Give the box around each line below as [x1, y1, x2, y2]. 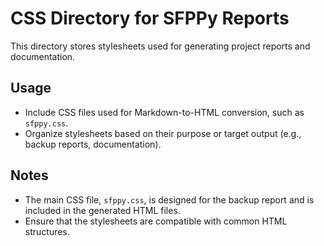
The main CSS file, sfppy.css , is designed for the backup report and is [24, 193, 315, 206]
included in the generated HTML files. [24, 204, 181, 216]
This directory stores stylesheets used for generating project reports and [10, 40, 311, 52]
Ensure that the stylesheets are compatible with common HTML [24, 215, 288, 227]
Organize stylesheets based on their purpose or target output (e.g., [24, 127, 302, 139]
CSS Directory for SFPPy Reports [10, 7, 290, 30]
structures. [24, 225, 70, 237]
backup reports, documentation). [24, 138, 162, 150]
